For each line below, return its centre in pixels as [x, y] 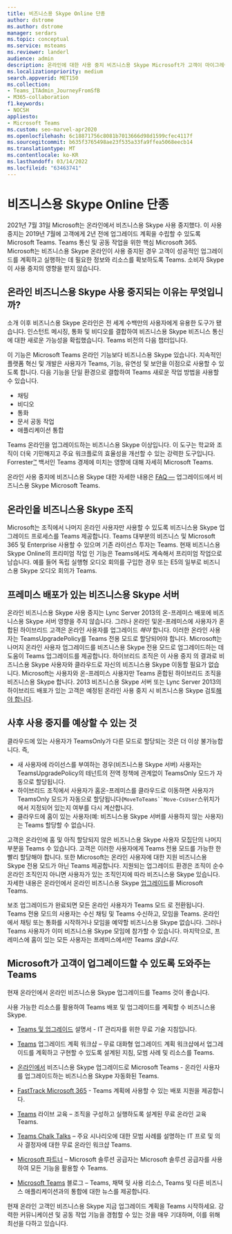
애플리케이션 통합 [40, 430]
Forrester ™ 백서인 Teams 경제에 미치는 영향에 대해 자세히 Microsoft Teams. [110, 462]
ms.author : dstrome [35, 26]
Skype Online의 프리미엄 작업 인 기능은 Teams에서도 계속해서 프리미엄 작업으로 [115, 554]
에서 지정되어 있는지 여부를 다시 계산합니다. [75, 808]
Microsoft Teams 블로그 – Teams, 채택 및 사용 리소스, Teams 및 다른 [111, 1182]
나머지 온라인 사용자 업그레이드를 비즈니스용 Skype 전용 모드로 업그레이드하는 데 [116, 647]
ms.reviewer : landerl [38, 53]
